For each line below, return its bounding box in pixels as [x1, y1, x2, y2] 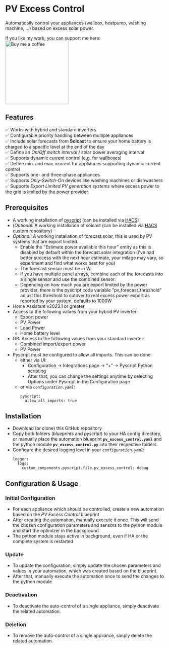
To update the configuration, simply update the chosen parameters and [12, 562, 161, 568]
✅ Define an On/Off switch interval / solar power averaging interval [5, 149, 145, 155]
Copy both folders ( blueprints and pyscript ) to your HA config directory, [12, 430, 162, 437]
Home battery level [20, 330, 60, 336]
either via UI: [20, 357, 47, 363]
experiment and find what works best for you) [20, 260, 116, 266]
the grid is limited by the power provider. [5, 189, 89, 195]
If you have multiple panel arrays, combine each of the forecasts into [20, 271, 163, 277]
